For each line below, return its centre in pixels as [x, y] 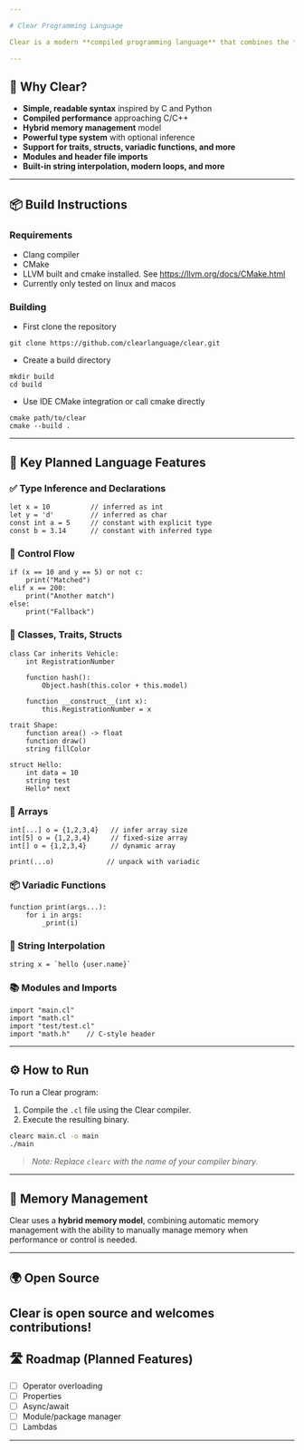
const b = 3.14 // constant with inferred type [111, 530]
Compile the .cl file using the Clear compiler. [107, 1109]
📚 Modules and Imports [63, 988]
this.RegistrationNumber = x [97, 709]
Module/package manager [72, 1416]
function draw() [57, 741]
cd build [26, 385]
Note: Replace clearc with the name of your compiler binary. [145, 1162]
